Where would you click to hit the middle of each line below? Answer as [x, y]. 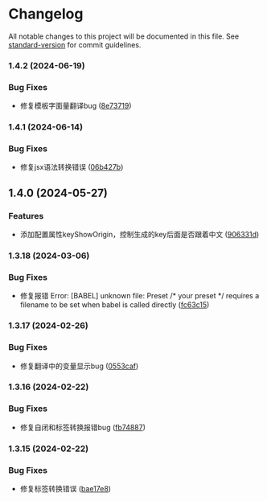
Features [26, 216]
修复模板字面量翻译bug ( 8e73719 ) [76, 106]
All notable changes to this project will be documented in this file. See [124, 36]
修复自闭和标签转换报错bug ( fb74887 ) [83, 427]
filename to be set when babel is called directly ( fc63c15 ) [115, 305]
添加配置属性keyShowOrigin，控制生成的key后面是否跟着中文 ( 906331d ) [140, 235]
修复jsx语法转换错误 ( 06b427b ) [72, 167]
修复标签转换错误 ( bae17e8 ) [65, 488]
